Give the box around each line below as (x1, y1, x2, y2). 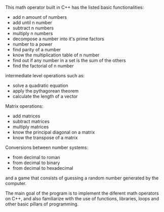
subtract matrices (12, 118, 50, 124)
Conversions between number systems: (5, 144, 89, 150)
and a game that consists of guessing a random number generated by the (5, 175, 159, 181)
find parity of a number (12, 47, 61, 52)
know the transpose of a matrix (12, 135, 78, 140)
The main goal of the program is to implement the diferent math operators (5, 190, 159, 196)
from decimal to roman (12, 155, 60, 160)
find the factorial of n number (12, 63, 74, 69)
